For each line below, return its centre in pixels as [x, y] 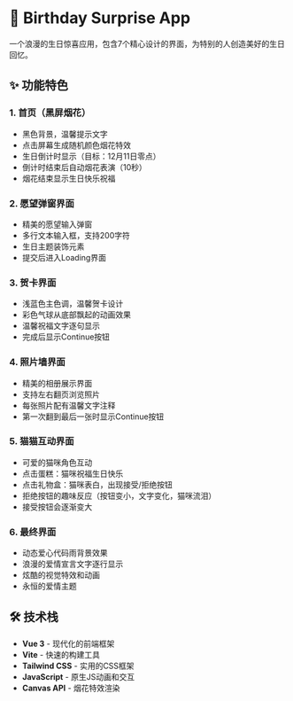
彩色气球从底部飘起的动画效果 [76, 315]
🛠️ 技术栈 [34, 616]
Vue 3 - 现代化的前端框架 [68, 643]
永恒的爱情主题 [49, 586]
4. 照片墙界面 [38, 362]
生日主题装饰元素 [53, 246]
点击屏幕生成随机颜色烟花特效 [76, 144]
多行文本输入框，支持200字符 [76, 235]
